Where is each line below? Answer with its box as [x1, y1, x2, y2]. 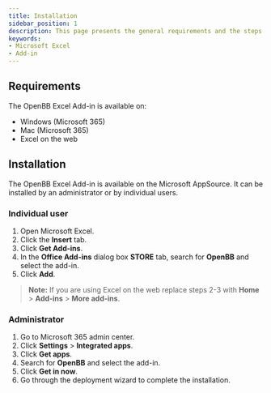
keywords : [8, 34, 42, 43]
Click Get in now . [19, 366, 78, 377]
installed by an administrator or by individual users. [8, 187, 179, 197]
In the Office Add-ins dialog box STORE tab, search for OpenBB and [19, 252, 249, 262]
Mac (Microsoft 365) [19, 125, 89, 135]
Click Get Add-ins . [19, 243, 83, 253]
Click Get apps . [19, 349, 73, 359]
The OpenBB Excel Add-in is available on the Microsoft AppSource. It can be [8, 179, 264, 189]
